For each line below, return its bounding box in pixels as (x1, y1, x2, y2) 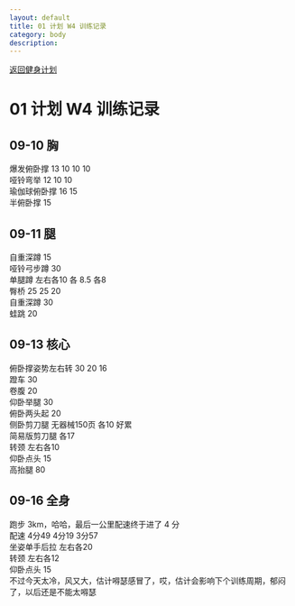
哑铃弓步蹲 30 (9, 263, 61, 274)
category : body (9, 30, 67, 39)
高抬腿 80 (9, 464, 46, 474)
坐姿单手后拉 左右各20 (9, 541, 93, 552)
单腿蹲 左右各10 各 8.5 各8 (9, 274, 106, 285)
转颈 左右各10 (9, 441, 60, 452)
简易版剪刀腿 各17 (9, 430, 75, 441)
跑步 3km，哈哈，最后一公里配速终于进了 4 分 (9, 519, 180, 529)
